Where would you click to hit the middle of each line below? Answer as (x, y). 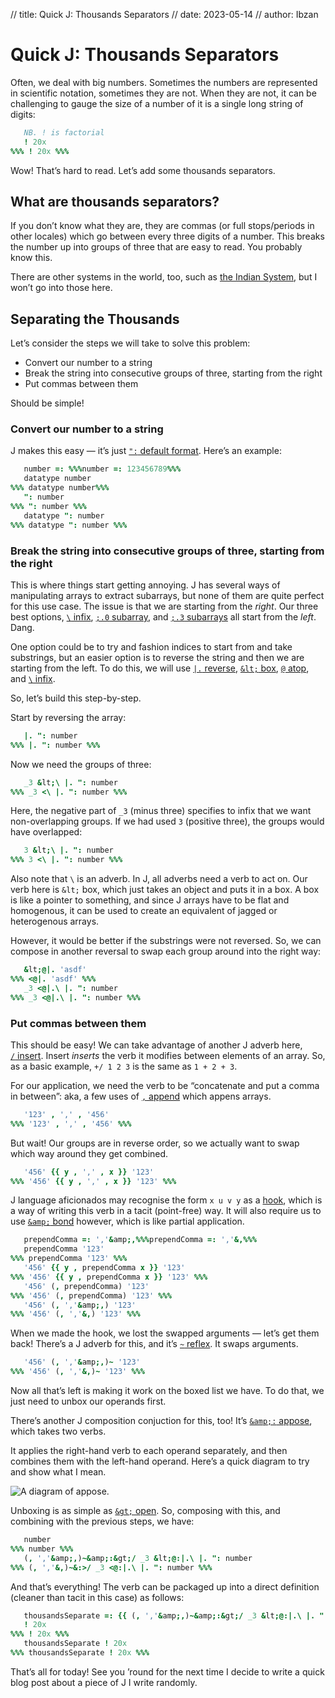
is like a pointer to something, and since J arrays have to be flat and (150, 900)
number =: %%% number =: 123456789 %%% (102, 469)
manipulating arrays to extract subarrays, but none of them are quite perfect (167, 595)
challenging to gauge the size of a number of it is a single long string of (157, 103)
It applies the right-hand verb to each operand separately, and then (149, 1451)
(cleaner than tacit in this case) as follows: (97, 1597)
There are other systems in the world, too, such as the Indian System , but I (164, 277)
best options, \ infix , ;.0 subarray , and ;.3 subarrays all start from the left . (163, 616)
